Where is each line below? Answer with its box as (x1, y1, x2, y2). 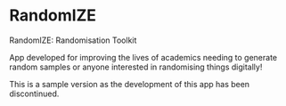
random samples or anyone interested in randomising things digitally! (9, 61, 263, 72)
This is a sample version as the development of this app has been (9, 78, 250, 89)
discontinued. (9, 88, 60, 99)
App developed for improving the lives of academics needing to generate (9, 52, 278, 62)
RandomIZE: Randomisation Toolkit (9, 35, 137, 45)
